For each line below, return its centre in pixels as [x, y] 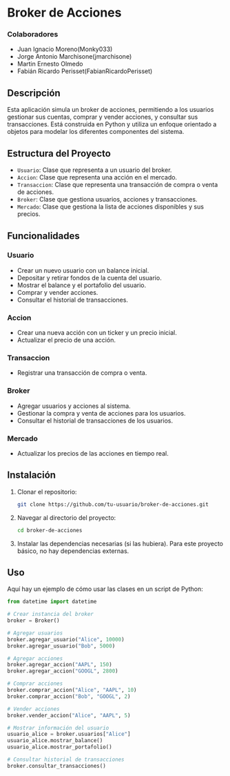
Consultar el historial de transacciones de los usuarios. [95, 420]
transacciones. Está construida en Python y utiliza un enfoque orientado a [112, 124]
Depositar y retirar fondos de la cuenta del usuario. [89, 278]
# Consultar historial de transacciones [66, 760]
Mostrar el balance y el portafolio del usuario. [82, 285]
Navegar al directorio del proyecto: [66, 517]
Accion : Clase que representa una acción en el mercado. [97, 177]
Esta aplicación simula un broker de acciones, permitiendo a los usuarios [111, 110]
